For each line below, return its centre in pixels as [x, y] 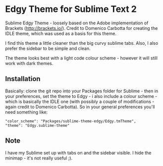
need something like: [27, 112]
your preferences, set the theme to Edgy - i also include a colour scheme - [81, 96]
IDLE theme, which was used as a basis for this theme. [61, 33]
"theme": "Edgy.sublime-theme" [37, 125]
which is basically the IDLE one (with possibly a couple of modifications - [80, 101]
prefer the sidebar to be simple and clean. [48, 48]
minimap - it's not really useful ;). [39, 158]
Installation [23, 79]
